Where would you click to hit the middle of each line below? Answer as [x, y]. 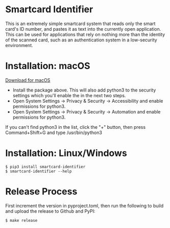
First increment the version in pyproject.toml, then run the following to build [84, 206]
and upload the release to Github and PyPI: [50, 211]
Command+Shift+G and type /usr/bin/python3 [54, 132]
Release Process [41, 191]
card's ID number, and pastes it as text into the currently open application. [83, 29]
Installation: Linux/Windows [66, 153]
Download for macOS [28, 80]
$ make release [21, 220]
